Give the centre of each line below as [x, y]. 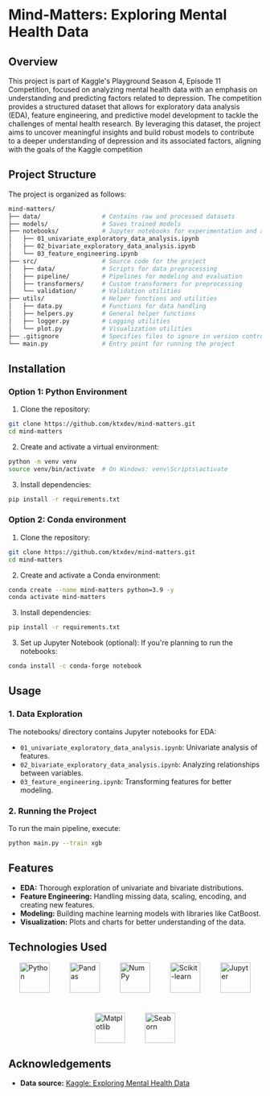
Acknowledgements [60, 1063]
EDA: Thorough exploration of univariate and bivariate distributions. [132, 887]
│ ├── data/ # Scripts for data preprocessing [113, 269]
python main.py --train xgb [55, 843]
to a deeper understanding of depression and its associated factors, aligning [135, 141]
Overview [33, 62]
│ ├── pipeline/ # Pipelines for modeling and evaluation [125, 276]
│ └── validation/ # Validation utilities [95, 292]
